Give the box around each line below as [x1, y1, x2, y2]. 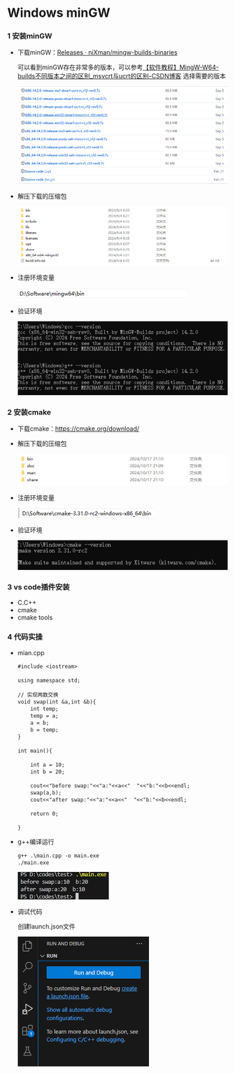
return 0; [30, 810, 59, 817]
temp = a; [30, 712, 59, 719]
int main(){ [17, 747, 52, 754]
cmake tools [17, 613, 53, 622]
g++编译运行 [17, 837, 55, 845]
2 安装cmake [7, 407, 51, 417]
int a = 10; [30, 761, 65, 768]
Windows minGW [7, 5, 111, 21]
